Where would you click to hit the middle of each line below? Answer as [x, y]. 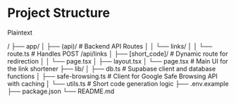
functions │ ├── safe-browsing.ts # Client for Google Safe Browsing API [113, 76]
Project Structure [59, 13]
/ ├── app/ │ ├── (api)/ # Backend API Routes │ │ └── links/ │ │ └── [110, 46]
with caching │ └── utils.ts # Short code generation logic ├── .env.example [118, 83]
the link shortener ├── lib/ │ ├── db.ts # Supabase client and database [112, 68]
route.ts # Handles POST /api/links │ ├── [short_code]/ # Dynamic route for [118, 54]
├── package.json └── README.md [61, 91]
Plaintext [20, 32]
